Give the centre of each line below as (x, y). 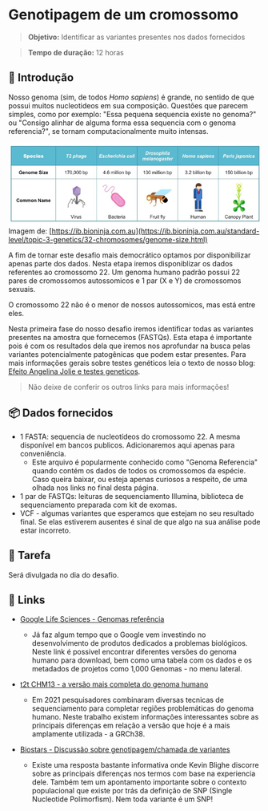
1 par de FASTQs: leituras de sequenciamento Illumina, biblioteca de (132, 496)
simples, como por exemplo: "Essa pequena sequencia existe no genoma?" (132, 114)
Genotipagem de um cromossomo (123, 15)
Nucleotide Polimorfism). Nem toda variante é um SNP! (122, 799)
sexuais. (22, 289)
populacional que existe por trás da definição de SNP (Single (132, 791)
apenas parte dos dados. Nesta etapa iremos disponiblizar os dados (121, 263)
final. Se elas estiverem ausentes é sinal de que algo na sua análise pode (140, 521)
